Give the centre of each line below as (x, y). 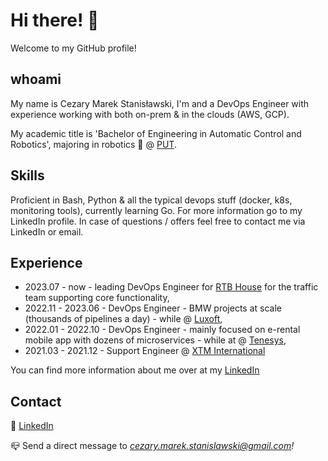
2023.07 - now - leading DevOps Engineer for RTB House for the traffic (171, 287)
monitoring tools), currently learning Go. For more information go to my (156, 210)
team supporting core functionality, (97, 298)
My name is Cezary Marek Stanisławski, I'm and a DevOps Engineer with (160, 103)
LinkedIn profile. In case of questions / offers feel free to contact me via (158, 221)
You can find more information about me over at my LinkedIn (135, 370)
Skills (27, 175)
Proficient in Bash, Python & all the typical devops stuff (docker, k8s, (151, 200)
